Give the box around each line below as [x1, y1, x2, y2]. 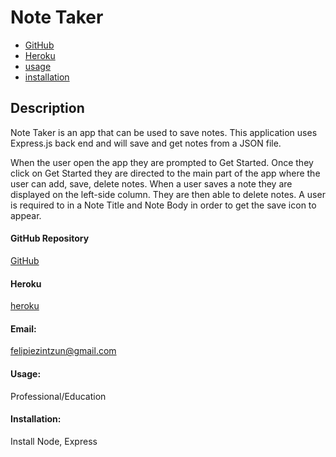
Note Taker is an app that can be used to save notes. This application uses [10, 126, 318, 138]
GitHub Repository [10, 232, 90, 245]
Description [10, 100, 85, 117]
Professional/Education [10, 390, 107, 402]
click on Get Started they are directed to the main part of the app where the [10, 167, 321, 179]
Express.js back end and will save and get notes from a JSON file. [10, 137, 282, 149]
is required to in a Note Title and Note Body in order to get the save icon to [10, 199, 317, 211]
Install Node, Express [10, 435, 98, 447]
